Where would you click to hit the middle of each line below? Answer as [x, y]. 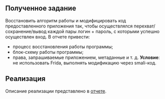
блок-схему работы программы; [48, 52]
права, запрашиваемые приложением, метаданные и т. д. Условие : [86, 57]
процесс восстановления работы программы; [63, 46]
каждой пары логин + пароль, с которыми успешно [104, 31]
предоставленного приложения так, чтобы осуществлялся [69, 26]
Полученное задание [41, 8]
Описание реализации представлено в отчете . [56, 91]
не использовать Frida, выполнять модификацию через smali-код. [84, 62]
